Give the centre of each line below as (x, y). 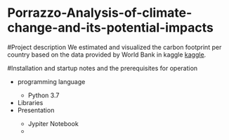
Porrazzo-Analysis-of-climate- (100, 13)
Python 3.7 (44, 95)
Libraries (30, 102)
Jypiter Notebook (53, 123)
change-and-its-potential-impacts (111, 28)
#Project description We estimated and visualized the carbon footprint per (115, 47)
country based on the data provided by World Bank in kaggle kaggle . (107, 55)
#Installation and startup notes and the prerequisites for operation (103, 68)
